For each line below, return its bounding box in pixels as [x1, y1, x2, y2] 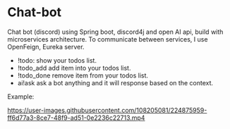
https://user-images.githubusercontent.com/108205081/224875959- [7, 106, 207, 114]
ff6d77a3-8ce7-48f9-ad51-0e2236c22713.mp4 [7, 113, 145, 122]
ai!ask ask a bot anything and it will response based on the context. [17, 78, 214, 87]
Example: [7, 92, 35, 101]
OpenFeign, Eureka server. [7, 42, 85, 51]
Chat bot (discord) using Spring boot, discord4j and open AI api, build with [7, 27, 224, 36]
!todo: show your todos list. [17, 56, 97, 64]
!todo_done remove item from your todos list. [17, 71, 149, 80]
